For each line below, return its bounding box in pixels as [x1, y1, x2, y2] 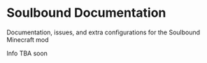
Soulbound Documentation [6, 5, 166, 21]
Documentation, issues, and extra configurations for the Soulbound [6, 28, 201, 36]
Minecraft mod [6, 35, 50, 43]
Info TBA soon [6, 49, 48, 57]
